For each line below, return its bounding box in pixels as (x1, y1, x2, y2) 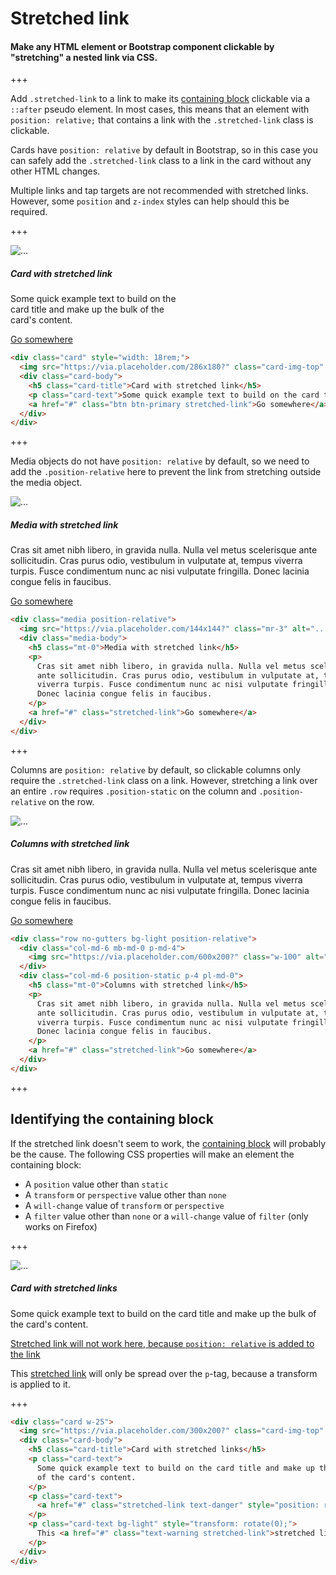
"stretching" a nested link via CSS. (10, 51, 158, 63)
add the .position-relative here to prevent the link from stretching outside (10, 466, 322, 478)
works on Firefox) (24, 1220, 98, 1232)
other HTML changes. (10, 165, 101, 177)
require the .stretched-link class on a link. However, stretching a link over (10, 774, 318, 786)
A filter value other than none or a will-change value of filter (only (24, 1210, 309, 1222)
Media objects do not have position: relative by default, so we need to (10, 455, 310, 467)
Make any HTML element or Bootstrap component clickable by (10, 40, 275, 52)
